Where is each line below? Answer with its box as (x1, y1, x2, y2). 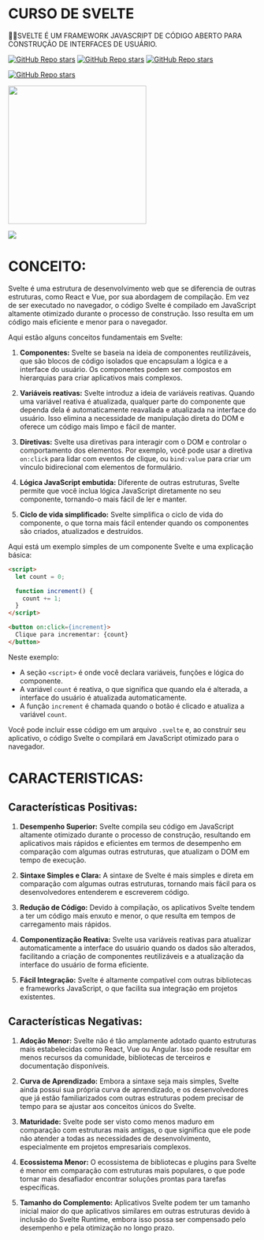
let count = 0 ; (15, 573, 65, 581)
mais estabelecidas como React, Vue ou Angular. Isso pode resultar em (19, 1044, 251, 1054)
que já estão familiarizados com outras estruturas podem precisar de (19, 1093, 244, 1103)
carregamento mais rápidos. (19, 919, 112, 929)
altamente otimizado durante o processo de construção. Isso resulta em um (8, 309, 255, 318)
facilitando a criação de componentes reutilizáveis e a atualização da (19, 951, 244, 960)
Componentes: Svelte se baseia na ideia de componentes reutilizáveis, (19, 348, 251, 357)
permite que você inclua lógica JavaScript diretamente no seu (19, 486, 221, 495)
